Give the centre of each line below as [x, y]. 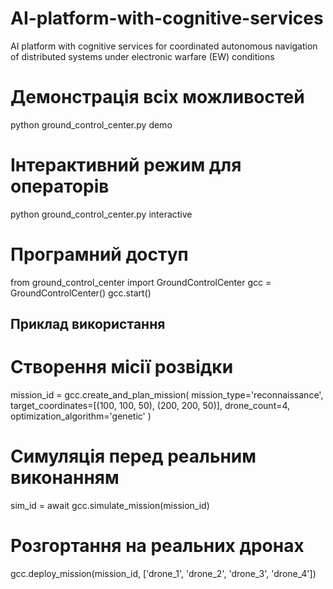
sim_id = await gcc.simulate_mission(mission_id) [110, 506]
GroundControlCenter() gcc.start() [81, 293]
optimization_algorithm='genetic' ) [81, 416]
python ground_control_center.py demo [91, 124]
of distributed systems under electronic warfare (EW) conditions [142, 56]
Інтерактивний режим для [126, 165]
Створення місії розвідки [122, 367]
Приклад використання [88, 324]
